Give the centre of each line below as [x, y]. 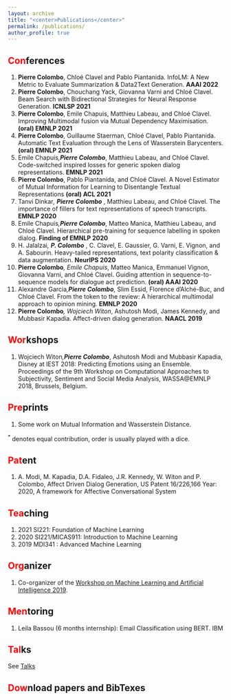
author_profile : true [39, 33]
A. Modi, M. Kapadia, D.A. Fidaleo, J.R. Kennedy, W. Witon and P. [109, 477]
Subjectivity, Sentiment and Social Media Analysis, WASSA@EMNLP [114, 379]
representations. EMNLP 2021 [60, 172]
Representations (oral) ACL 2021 [64, 194]
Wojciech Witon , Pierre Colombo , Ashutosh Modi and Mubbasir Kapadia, [120, 357]
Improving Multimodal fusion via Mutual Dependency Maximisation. [113, 121]
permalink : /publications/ [46, 26]
